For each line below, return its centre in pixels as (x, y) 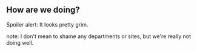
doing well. (20, 42)
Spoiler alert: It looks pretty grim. (47, 24)
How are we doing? (43, 10)
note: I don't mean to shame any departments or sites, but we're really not (99, 36)
